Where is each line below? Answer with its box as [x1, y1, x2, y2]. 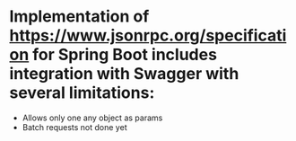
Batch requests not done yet [22, 121, 127, 132]
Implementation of [9, 6, 150, 27]
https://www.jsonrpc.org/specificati [9, 25, 287, 46]
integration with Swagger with [9, 64, 239, 84]
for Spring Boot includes [32, 45, 218, 65]
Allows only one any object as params [22, 112, 163, 123]
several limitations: [9, 83, 155, 103]
